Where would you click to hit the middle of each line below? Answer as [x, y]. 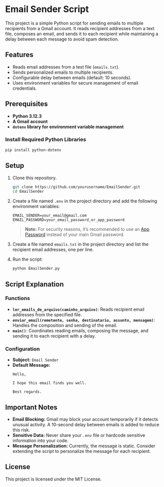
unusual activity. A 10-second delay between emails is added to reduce [86, 424]
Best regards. [27, 392]
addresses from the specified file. [47, 315]
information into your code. [40, 440]
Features [19, 55]
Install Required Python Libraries [46, 140]
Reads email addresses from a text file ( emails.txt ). [66, 67]
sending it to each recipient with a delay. [54, 336]
